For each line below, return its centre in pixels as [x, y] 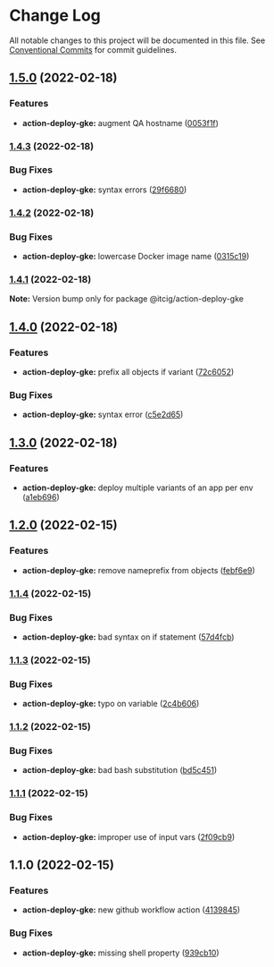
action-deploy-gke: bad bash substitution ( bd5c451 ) [120, 770]
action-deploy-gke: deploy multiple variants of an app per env [137, 488]
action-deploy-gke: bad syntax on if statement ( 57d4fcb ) [128, 637]
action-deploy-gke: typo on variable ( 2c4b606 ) [111, 704]
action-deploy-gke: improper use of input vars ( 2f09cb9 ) [128, 836]
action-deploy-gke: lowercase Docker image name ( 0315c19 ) [136, 257]
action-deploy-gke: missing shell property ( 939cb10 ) [121, 953]
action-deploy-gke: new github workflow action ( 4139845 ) [131, 910]
